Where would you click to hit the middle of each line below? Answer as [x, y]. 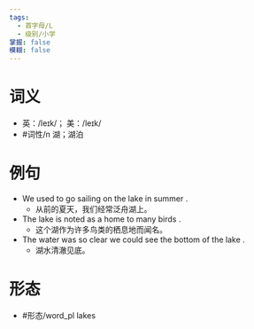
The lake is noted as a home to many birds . [101, 219]
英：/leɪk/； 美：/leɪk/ [62, 123]
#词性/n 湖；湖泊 [53, 135]
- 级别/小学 [36, 34]
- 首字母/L [35, 26]
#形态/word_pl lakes [58, 315]
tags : [19, 17]
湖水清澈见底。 [62, 250]
